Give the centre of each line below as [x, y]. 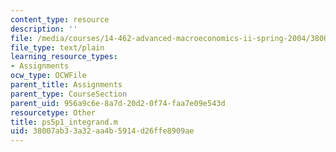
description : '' [44, 29]
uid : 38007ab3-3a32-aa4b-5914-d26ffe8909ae [102, 131]
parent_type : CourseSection [69, 94]
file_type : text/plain [57, 47]
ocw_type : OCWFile [48, 76]
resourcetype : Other [53, 112]
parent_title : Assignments [66, 85]
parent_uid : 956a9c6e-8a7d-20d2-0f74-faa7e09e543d [118, 103]
